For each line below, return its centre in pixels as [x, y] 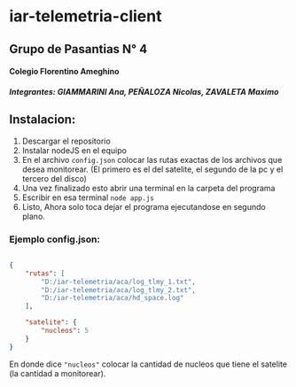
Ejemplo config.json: [55, 239]
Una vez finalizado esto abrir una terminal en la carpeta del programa [148, 188]
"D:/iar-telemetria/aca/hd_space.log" [113, 298]
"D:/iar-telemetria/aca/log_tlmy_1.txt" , [119, 282]
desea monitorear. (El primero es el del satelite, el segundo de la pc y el [152, 169]
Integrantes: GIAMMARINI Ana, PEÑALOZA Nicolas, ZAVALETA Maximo [144, 91]
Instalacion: [43, 120]
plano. [34, 216]
